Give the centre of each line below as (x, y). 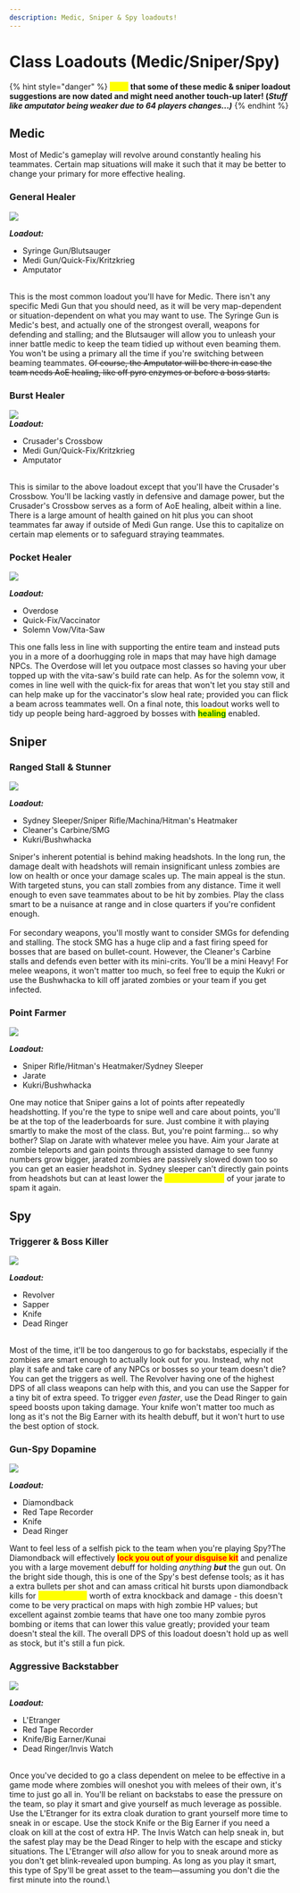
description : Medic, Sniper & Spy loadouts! (93, 17)
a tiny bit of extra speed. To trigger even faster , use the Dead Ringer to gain (148, 1397)
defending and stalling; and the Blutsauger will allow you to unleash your (142, 334)
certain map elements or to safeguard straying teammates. (117, 534)
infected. (25, 989)
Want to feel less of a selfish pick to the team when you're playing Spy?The (147, 1548)
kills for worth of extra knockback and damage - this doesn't (146, 1596)
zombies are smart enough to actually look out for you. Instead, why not (142, 1359)
